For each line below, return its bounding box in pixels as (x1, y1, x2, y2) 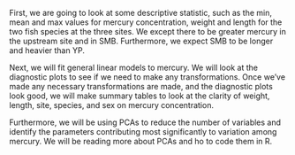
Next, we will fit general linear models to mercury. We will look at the (9, 62, 259, 73)
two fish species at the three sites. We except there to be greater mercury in (9, 27, 287, 36)
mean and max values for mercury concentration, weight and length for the (9, 17, 283, 27)
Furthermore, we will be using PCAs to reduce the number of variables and (9, 117, 281, 128)
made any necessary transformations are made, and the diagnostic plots (9, 81, 274, 91)
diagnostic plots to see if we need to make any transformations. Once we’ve (9, 72, 285, 82)
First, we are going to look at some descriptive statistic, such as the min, (9, 8, 272, 18)
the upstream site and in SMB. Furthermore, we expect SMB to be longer (9, 35, 274, 46)
